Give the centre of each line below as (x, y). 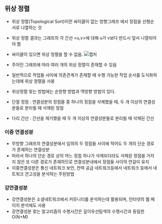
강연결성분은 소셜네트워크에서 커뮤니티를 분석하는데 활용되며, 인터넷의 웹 (81, 199)
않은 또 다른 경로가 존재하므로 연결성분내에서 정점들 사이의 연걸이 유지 (83, 162)
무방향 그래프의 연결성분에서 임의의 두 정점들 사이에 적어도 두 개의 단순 (78, 144)
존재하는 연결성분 (33, 149)
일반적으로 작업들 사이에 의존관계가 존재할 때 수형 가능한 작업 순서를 (76, 75)
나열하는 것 (31, 27)
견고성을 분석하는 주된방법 (49, 174)
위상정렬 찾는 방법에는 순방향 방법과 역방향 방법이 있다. (63, 91)
